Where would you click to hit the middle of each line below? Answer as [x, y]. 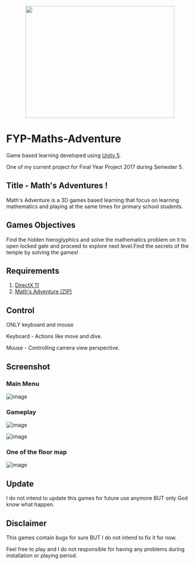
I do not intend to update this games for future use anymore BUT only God [97, 498]
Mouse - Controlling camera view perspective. [63, 348]
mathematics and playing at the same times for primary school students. [95, 206]
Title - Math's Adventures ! [57, 186]
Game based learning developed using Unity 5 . [64, 155]
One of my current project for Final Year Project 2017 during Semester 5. [95, 166]
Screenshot [28, 367]
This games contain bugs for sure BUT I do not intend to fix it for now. [92, 538]
